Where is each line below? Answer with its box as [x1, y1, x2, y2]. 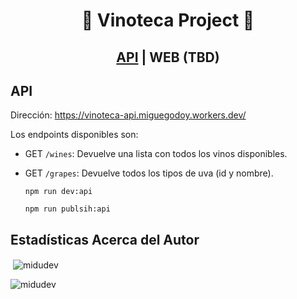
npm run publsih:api [24, 204, 111, 214]
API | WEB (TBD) [116, 49, 220, 66]
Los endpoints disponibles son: [10, 129, 139, 141]
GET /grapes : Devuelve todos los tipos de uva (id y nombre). [24, 167, 274, 179]
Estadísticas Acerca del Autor [10, 231, 200, 248]
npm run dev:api [24, 187, 93, 197]
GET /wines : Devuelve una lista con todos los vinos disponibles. [24, 148, 288, 160]
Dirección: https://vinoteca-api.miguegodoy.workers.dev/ [10, 109, 247, 121]
